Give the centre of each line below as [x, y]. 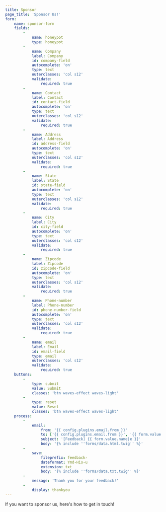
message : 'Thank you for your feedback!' [75, 481]
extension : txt [56, 467]
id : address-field [51, 144]
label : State [45, 181]
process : [23, 416]
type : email [44, 356]
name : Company [46, 51]
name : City [43, 218]
